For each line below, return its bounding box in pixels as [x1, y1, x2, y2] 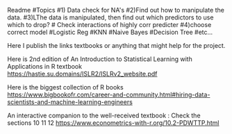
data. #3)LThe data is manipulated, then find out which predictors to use [7, 13, 214, 22]
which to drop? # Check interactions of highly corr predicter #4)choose [7, 21, 212, 28]
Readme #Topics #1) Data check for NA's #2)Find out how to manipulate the [7, 6, 224, 14]
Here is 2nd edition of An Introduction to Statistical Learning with [7, 55, 192, 63]
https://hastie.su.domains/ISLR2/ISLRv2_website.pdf [7, 69, 158, 78]
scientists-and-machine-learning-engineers [7, 98, 133, 106]
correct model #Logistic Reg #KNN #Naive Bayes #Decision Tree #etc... [7, 28, 213, 36]
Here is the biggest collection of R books [7, 83, 124, 91]
